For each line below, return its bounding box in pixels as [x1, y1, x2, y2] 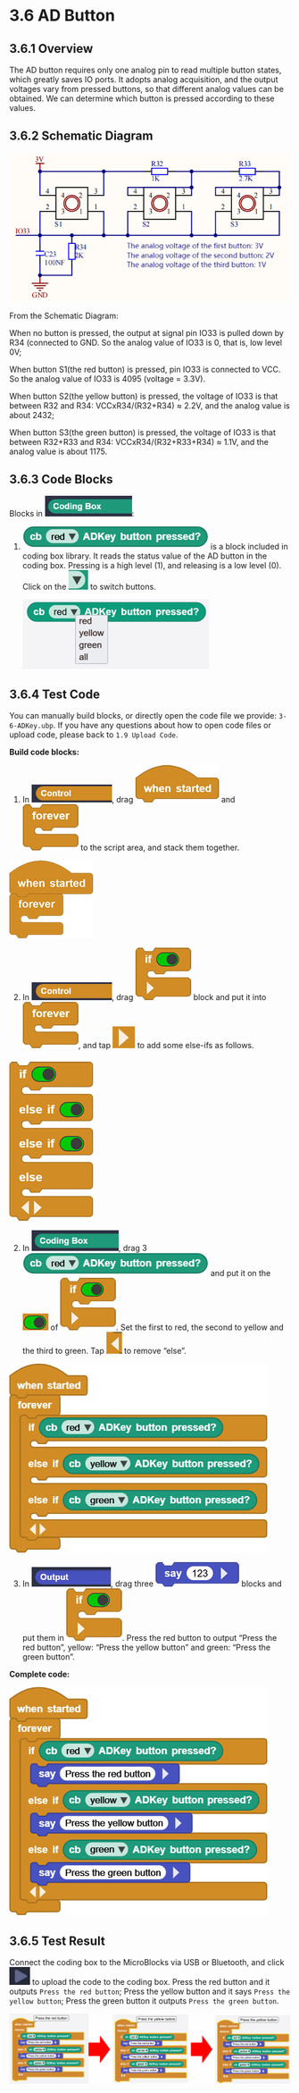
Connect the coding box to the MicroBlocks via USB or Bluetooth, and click [9, 1956, 285, 1967]
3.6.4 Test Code [9, 686, 101, 702]
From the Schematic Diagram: [9, 310, 119, 321]
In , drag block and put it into [21, 992, 267, 1003]
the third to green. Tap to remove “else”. [21, 1346, 187, 1357]
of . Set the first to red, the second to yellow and [50, 1322, 284, 1332]
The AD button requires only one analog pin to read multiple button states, [9, 64, 282, 75]
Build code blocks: [9, 747, 80, 758]
